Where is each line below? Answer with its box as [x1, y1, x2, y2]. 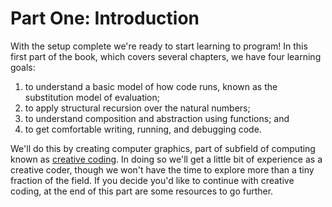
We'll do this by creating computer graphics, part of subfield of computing [10, 142, 316, 154]
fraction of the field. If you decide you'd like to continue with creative [10, 174, 295, 186]
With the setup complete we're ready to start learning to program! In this [10, 40, 308, 52]
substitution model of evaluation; [24, 91, 161, 103]
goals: [10, 61, 36, 73]
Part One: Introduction [10, 7, 200, 30]
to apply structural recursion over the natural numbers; [24, 102, 251, 114]
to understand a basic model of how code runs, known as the [24, 80, 278, 92]
